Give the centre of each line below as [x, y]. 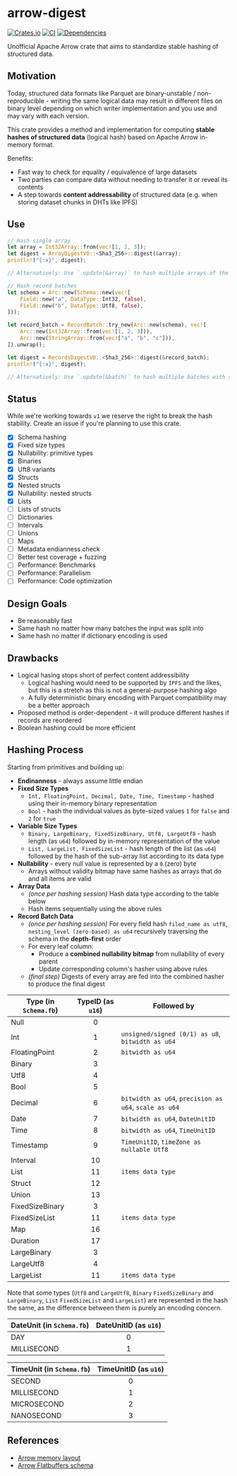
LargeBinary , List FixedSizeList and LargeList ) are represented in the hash [117, 1300]
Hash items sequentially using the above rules [95, 908]
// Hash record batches [42, 286]
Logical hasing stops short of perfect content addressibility [103, 675]
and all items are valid [60, 879]
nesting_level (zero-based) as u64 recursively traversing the [118, 931]
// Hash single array [39, 241]
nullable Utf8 [145, 1149]
